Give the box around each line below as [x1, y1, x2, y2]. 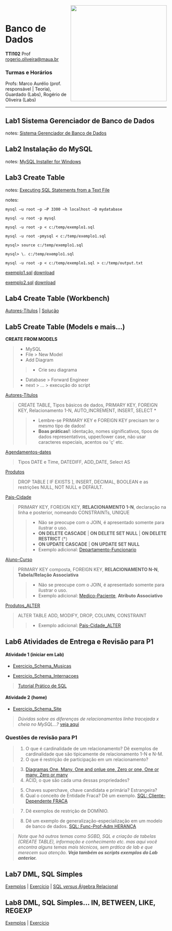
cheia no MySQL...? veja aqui [17, 721, 79, 727]
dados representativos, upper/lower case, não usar [38, 434, 146, 440]
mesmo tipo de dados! [38, 423, 86, 429]
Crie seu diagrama [38, 367, 77, 373]
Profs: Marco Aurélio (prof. [5, 80, 61, 86]
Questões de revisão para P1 [5, 734, 78, 741]
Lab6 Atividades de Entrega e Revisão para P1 [5, 637, 154, 646]
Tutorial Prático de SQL [17, 683, 67, 689]
